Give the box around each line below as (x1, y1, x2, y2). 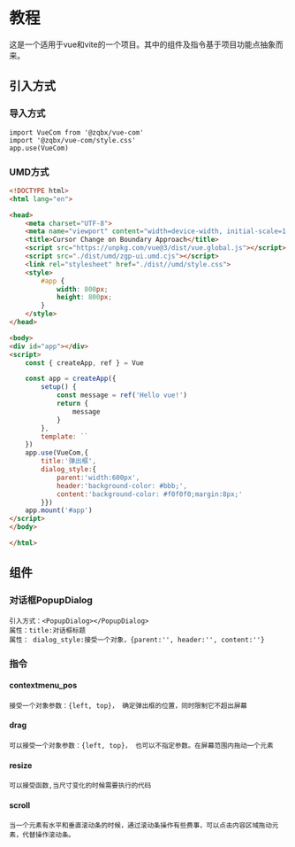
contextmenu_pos (9, 680, 78, 691)
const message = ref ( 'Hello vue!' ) (56, 391, 188, 400)
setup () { (41, 383, 77, 392)
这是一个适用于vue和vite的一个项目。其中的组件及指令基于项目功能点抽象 (9, 39, 276, 50)
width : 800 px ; (56, 284, 109, 293)
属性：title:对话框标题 (9, 626, 87, 634)
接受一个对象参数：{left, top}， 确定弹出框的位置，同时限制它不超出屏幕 (9, 701, 247, 710)
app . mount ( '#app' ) (25, 506, 93, 515)
